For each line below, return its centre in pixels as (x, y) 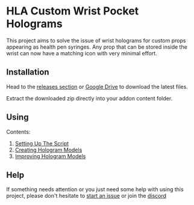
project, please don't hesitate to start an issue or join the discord (86, 196)
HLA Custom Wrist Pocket (73, 11)
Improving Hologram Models (50, 156)
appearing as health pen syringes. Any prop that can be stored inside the (97, 47)
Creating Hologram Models (48, 150)
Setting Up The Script (42, 143)
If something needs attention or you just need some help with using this (95, 189)
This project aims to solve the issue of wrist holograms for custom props (96, 40)
